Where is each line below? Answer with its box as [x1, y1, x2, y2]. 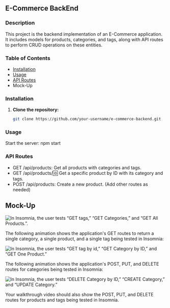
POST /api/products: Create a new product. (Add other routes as [12, 181, 149, 187]
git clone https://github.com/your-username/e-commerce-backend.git [12, 117, 161, 122]
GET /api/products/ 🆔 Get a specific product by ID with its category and [12, 170, 163, 176]
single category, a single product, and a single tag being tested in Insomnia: [5, 236, 164, 242]
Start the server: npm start [5, 140, 61, 146]
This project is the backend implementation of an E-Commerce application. [5, 31, 163, 37]
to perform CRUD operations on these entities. [5, 42, 103, 48]
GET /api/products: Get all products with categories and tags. [12, 164, 141, 170]
